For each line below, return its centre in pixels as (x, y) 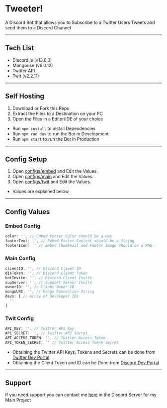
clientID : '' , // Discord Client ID (43, 268)
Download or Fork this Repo (41, 108)
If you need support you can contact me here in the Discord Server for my (81, 395)
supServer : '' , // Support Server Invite (49, 282)
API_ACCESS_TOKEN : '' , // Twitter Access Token (55, 338)
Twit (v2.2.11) (26, 76)
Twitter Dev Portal (31, 357)
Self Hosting (25, 96)
